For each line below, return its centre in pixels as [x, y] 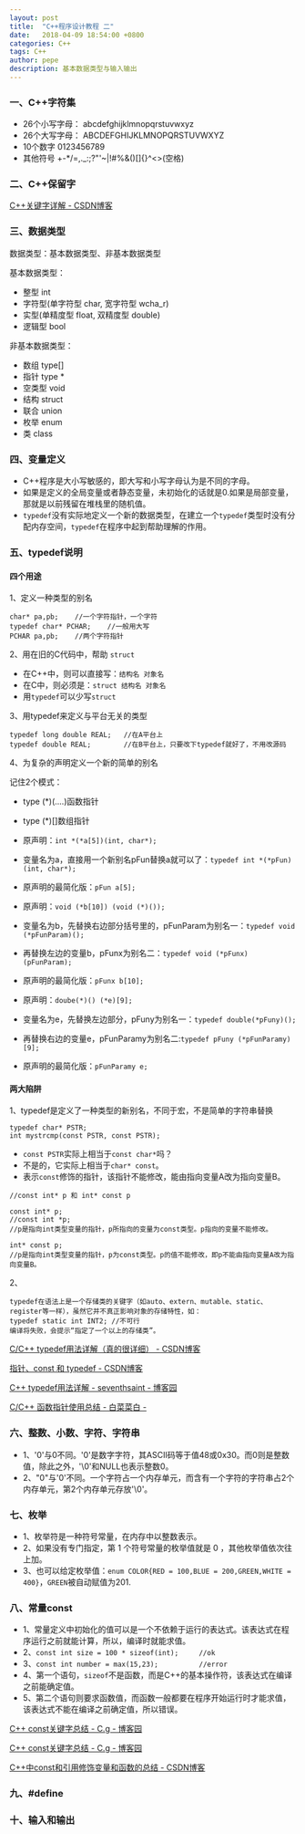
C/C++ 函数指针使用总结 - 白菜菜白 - [78, 1407]
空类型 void [44, 388]
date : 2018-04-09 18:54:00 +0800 [77, 35]
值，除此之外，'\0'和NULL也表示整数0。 [98, 1466]
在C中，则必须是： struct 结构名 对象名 [94, 685]
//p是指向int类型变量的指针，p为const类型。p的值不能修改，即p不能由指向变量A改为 [148, 1256]
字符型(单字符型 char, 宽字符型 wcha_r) [96, 303]
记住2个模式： [36, 782]
